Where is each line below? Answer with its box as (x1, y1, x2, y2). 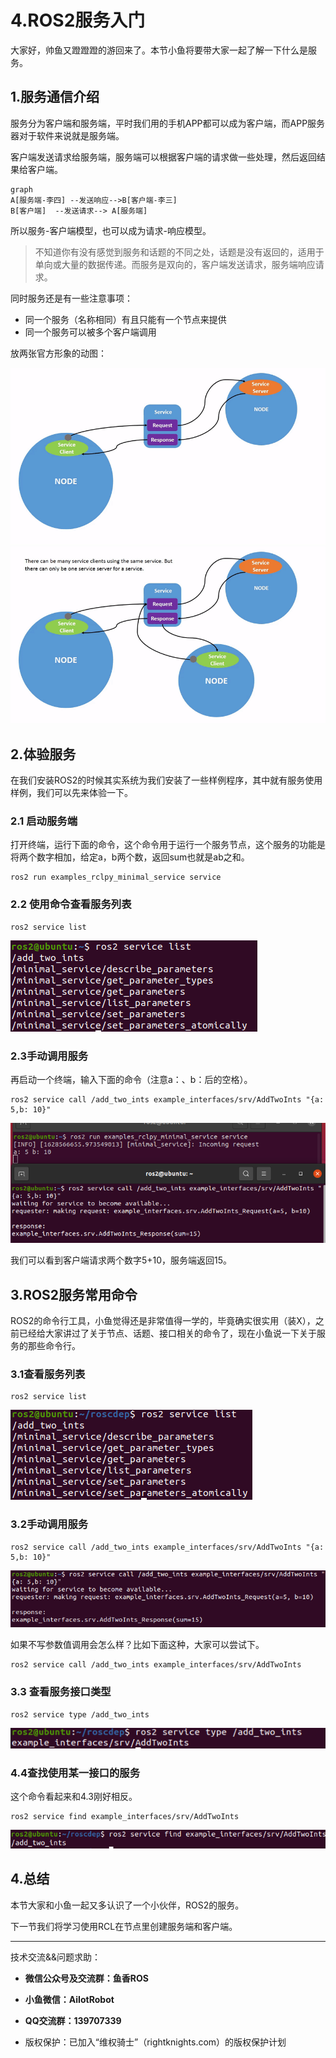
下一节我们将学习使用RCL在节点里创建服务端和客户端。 (10, 1920, 238, 1932)
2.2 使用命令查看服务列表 (10, 897, 132, 911)
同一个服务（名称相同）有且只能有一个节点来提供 (24, 313, 227, 325)
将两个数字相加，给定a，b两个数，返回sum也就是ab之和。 (10, 851, 250, 863)
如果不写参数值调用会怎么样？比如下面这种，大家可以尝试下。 (10, 1639, 265, 1651)
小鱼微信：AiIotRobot (24, 1993, 115, 2005)
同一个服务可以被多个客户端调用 (24, 326, 157, 338)
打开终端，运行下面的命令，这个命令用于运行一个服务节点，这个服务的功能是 (10, 839, 326, 851)
